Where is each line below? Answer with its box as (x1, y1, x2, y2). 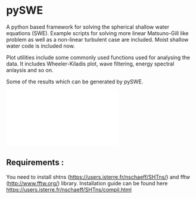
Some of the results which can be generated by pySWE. (6, 78, 144, 85)
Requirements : (6, 157, 64, 167)
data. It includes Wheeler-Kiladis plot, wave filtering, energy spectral (6, 60, 175, 67)
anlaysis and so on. (6, 66, 54, 73)
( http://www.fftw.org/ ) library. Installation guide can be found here (6, 179, 168, 186)
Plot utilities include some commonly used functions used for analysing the (6, 54, 191, 61)
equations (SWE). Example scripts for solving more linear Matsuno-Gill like (6, 29, 189, 36)
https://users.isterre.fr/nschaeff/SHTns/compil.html (6, 186, 132, 193)
